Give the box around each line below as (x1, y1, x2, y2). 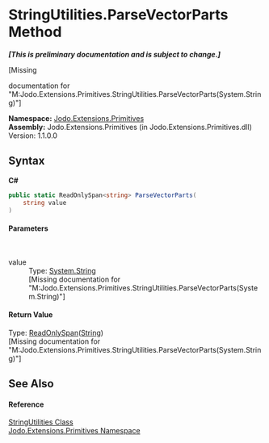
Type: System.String (28, 265, 97, 275)
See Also (8, 377, 54, 391)
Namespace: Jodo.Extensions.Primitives (8, 113, 145, 123)
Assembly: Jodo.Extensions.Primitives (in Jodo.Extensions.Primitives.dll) (8, 122, 252, 132)
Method (8, 23, 62, 41)
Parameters (8, 224, 48, 233)
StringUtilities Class (8, 417, 74, 427)
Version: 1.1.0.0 (8, 131, 58, 140)
